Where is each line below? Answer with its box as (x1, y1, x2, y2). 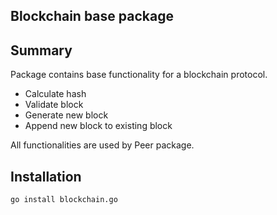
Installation (10, 168, 82, 185)
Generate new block (24, 109, 109, 121)
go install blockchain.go (10, 195, 118, 205)
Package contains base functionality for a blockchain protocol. (10, 69, 268, 81)
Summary (10, 42, 73, 59)
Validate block (24, 99, 84, 111)
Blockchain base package (10, 8, 174, 25)
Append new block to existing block (24, 120, 173, 132)
